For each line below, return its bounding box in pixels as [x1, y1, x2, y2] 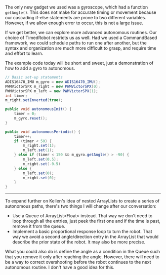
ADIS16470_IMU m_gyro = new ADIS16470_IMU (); [5, 79, 100, 84]
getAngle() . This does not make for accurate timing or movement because [5, 9, 157, 15]
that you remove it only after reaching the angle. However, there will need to [5, 254, 160, 260]
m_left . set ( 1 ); [23, 148, 54, 153]
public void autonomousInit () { [5, 107, 72, 112]
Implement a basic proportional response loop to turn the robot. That [12, 229, 152, 235]
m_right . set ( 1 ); [23, 143, 56, 148]
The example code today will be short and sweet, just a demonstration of [5, 60, 154, 66]
